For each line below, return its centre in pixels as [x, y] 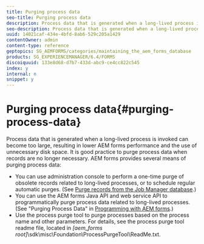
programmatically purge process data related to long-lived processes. [102, 202]
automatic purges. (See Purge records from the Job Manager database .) [106, 190]
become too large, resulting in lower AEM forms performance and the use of [102, 145]
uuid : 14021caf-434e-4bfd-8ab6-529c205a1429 [63, 35]
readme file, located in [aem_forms [59, 228]
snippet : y [20, 79]
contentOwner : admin [32, 40]
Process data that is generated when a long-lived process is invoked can [97, 139]
